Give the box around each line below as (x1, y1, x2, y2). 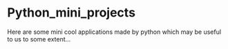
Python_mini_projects (7, 5, 136, 21)
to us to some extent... (7, 35, 71, 43)
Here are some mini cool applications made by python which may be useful (7, 28, 222, 36)
